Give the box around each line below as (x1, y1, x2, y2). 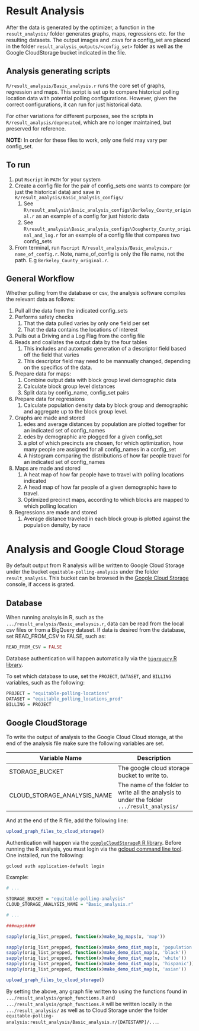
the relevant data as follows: (6, 295, 75, 303)
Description (137, 754, 171, 762)
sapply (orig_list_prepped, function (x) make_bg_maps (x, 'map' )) (6, 933, 166, 940)
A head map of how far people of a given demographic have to (23, 483, 177, 491)
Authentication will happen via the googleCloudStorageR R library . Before (6, 839, 182, 847)
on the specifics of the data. (23, 364, 93, 371)
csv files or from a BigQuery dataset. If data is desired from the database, (6, 626, 186, 634)
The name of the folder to (117, 781, 189, 790)
